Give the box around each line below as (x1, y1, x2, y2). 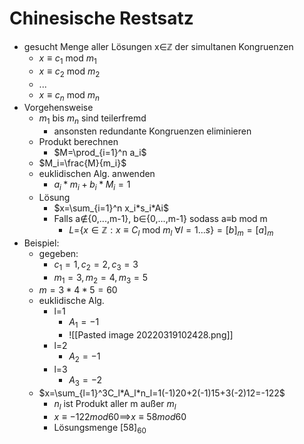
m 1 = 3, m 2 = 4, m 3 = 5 (53, 271, 149, 286)
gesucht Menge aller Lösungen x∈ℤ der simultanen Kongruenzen (23, 40, 294, 52)
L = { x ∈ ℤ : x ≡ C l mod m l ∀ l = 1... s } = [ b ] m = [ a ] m (68, 223, 274, 238)
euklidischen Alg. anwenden (38, 168, 156, 180)
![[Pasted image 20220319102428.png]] (68, 329, 234, 341)
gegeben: (38, 247, 79, 259)
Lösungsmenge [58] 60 (53, 421, 147, 436)
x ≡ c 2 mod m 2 (38, 65, 101, 79)
